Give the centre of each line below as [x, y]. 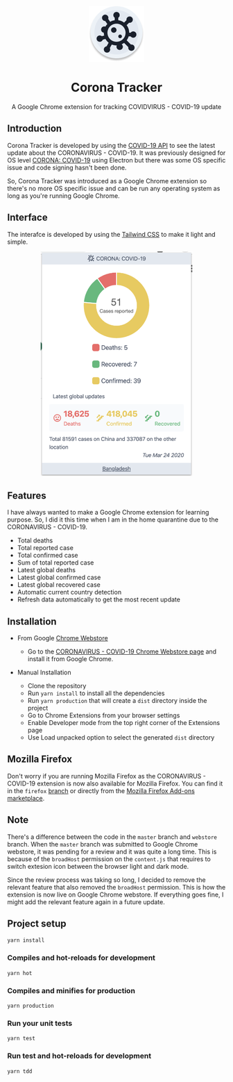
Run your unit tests [40, 1023]
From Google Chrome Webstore [63, 638]
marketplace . [26, 798]
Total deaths [35, 540]
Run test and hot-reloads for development [79, 1056]
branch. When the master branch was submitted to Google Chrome [103, 844]
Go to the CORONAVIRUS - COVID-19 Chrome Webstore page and [122, 651]
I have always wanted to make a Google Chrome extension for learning [108, 513]
